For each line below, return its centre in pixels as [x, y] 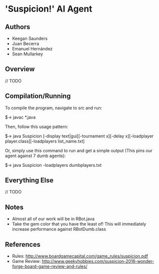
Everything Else [29, 180]
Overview [20, 69]
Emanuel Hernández [32, 49]
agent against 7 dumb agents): [36, 156]
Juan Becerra [26, 44]
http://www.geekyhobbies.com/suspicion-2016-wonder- [98, 261]
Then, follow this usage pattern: [37, 127]
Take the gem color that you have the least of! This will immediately [79, 224]
